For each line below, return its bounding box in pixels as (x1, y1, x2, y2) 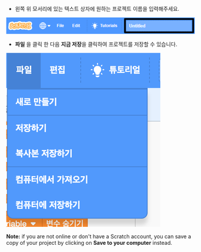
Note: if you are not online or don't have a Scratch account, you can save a (6, 233, 191, 240)
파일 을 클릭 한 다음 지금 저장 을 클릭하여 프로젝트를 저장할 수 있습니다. (14, 41, 178, 48)
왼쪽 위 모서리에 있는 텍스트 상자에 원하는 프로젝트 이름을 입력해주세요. (14, 5, 179, 12)
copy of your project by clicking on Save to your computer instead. (6, 239, 172, 247)
